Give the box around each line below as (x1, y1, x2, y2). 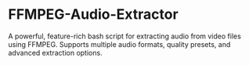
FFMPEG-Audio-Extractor (8, 5, 179, 23)
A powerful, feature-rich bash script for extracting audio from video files (8, 31, 241, 41)
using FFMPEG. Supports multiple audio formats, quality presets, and (8, 39, 231, 49)
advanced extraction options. (8, 48, 103, 57)
